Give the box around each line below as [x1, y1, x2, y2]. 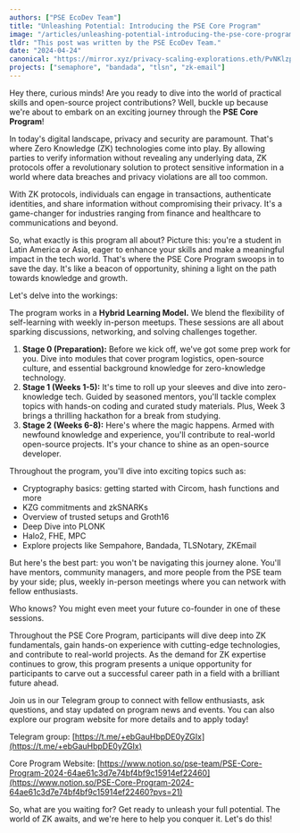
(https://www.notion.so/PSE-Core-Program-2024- [9, 777, 195, 787]
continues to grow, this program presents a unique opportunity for [9, 659, 253, 669]
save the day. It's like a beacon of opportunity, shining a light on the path [9, 263, 277, 274]
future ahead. [9, 677, 60, 688]
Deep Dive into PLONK [21, 521, 105, 531]
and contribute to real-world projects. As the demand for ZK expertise [9, 649, 266, 659]
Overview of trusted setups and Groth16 [21, 511, 170, 522]
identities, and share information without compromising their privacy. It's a [9, 198, 283, 208]
